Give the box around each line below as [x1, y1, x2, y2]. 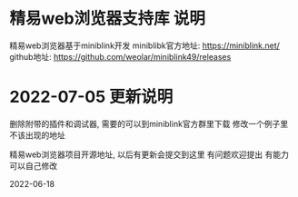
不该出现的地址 [9, 129, 65, 141]
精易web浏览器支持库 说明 [9, 8, 206, 29]
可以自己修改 [9, 160, 57, 171]
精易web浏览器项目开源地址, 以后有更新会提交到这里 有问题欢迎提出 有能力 [9, 149, 289, 160]
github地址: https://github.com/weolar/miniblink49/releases [9, 51, 232, 62]
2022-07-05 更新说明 [9, 87, 174, 107]
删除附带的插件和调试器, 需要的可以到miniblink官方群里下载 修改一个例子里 [9, 118, 289, 129]
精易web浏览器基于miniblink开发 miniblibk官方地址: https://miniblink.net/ [9, 40, 280, 51]
